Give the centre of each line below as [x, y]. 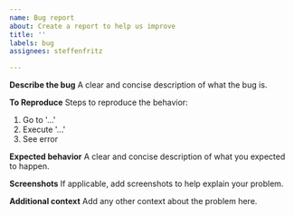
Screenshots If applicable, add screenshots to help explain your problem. [147, 184]
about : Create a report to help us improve [93, 26]
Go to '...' [39, 120]
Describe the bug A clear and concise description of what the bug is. [138, 85]
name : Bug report [42, 18]
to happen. [29, 166]
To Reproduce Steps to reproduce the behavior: [99, 103]
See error [40, 139]
